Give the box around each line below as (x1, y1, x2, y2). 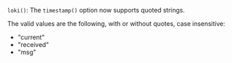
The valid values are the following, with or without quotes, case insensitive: (7, 20, 226, 27)
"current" (17, 33, 45, 41)
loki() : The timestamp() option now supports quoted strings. (7, 6, 185, 14)
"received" (17, 41, 49, 48)
